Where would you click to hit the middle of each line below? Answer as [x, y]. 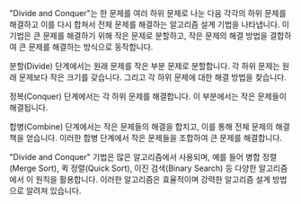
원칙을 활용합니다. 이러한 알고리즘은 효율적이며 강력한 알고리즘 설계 [153, 179]
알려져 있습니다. [53, 191]
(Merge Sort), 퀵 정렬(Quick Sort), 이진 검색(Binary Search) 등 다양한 [133, 168]
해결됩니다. [29, 107]
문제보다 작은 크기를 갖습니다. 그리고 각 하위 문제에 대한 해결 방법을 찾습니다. [153, 77]
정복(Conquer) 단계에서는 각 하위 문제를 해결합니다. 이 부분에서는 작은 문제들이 [148, 96]
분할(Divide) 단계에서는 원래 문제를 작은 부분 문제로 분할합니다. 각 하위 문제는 [145, 66]
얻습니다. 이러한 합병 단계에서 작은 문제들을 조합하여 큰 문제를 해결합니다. [154, 138]
